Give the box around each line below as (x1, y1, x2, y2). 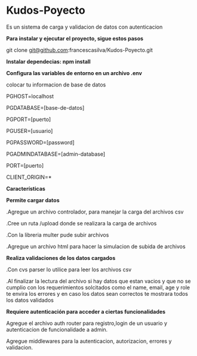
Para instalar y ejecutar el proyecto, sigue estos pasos (6, 35, 144, 42)
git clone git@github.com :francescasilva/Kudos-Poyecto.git (6, 46, 153, 54)
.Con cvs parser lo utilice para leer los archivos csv (6, 266, 132, 273)
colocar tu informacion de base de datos (6, 81, 106, 88)
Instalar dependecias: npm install (6, 58, 91, 65)
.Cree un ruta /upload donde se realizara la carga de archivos (6, 219, 157, 227)
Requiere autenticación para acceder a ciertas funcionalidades (6, 308, 166, 315)
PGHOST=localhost (6, 92, 54, 100)
